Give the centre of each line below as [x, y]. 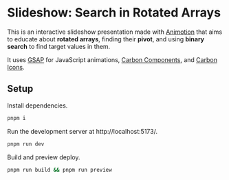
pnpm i [17, 118]
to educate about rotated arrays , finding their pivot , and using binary [106, 39]
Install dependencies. [37, 106]
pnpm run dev [26, 144]
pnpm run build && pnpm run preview [59, 170]
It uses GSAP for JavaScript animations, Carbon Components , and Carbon [112, 59]
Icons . [16, 67]
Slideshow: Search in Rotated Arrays [114, 13]
